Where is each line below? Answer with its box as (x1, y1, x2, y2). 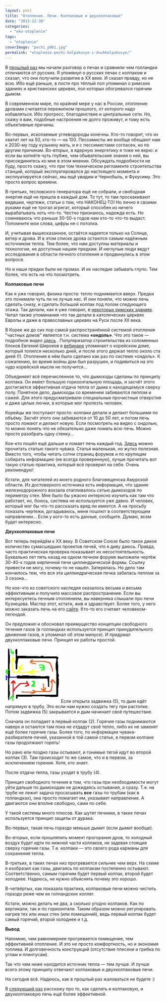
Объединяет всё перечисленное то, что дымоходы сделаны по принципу (5, 374, 161, 379)
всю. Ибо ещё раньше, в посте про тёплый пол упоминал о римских (5, 80, 150, 86)
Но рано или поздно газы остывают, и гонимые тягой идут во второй (5, 749, 151, 755)
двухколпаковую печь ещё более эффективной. (5, 991, 107, 997)
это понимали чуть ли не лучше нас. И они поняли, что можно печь (5, 296, 149, 302)
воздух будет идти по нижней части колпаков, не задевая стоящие (5, 840, 148, 846)
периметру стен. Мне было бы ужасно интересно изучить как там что (5, 492, 155, 498)
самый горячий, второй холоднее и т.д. (5, 916, 89, 922)
